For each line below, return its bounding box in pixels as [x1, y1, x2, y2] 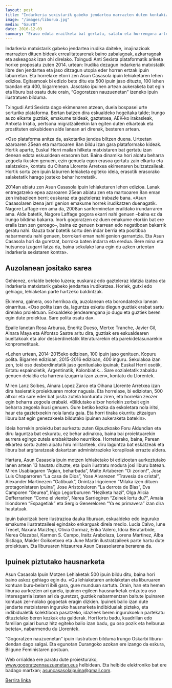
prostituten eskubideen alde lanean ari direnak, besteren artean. [5, 126, 141, 132]
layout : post [5, 7, 33, 13]
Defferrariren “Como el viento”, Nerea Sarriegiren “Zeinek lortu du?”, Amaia [5, 494, 164, 501]
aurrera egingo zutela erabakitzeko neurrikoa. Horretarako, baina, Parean [5, 436, 160, 442]
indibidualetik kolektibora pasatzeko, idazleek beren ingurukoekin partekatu [5, 609, 165, 615]
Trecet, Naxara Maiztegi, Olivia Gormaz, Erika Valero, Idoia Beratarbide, [5, 526, 156, 532]
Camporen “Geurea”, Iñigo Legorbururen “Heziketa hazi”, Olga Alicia [5, 489, 149, 496]
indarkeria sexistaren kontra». [5, 249, 68, 255]
